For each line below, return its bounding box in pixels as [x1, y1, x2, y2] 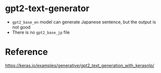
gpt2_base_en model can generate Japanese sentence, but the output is [12, 19, 156, 25]
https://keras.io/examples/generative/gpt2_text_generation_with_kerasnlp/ [5, 62, 155, 68]
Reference [5, 47, 48, 57]
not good [12, 24, 31, 30]
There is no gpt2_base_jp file [12, 29, 70, 35]
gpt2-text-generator [5, 3, 90, 14]
